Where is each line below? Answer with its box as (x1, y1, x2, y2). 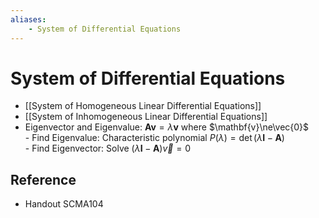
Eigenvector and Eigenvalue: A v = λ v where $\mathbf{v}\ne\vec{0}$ (24, 121, 310, 133)
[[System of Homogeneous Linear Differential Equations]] (24, 100, 262, 112)
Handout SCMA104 (24, 198, 104, 210)
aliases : (10, 14, 47, 25)
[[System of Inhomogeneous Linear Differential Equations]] (24, 111, 268, 123)
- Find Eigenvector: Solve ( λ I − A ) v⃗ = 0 (24, 142, 191, 155)
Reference (10, 171, 77, 188)
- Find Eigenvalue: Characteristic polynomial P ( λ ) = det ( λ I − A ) (24, 132, 285, 144)
